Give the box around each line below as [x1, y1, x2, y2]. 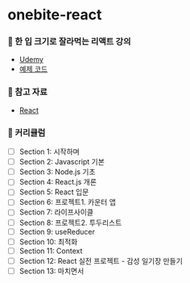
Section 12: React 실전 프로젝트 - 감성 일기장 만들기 [19, 256, 183, 265]
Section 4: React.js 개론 [19, 177, 97, 187]
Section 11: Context [19, 246, 83, 256]
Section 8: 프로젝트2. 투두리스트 [19, 218, 122, 227]
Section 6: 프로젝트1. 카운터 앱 [19, 198, 116, 207]
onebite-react [7, 6, 102, 24]
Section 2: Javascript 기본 [19, 157, 105, 167]
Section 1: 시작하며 [19, 147, 80, 156]
